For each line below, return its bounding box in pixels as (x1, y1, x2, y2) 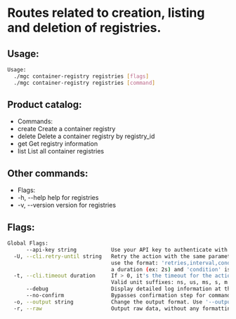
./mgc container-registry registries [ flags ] (13, 72, 150, 80)
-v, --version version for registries (17, 201, 117, 210)
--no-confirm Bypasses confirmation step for (25, 292, 206, 299)
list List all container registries (17, 147, 104, 156)
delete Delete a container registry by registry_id (17, 132, 155, 141)
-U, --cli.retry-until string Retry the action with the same (13, 252, 206, 260)
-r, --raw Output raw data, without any (13, 305, 199, 312)
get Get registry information (17, 140, 98, 148)
